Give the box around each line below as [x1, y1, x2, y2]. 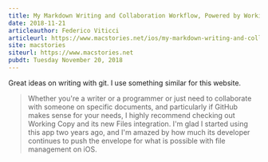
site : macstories [8, 41, 66, 49]
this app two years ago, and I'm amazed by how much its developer [27, 127, 250, 136]
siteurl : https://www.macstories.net [8, 49, 134, 57]
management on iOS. [27, 144, 97, 154]
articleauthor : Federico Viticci [8, 26, 120, 34]
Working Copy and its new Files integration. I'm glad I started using [27, 119, 249, 128]
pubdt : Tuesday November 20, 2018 [8, 57, 124, 65]
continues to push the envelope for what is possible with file [27, 136, 226, 145]
